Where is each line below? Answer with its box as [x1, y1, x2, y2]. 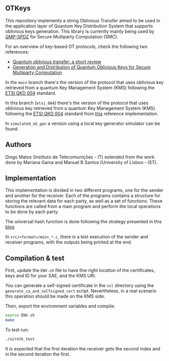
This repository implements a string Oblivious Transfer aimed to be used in [5, 17, 160, 23]
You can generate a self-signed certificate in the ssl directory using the [5, 283, 154, 289]
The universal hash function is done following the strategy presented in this [5, 219, 162, 225]
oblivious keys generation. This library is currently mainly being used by [5, 28, 155, 34]
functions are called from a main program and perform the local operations [5, 204, 161, 210]
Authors [5, 140, 32, 149]
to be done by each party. [5, 209, 59, 215]
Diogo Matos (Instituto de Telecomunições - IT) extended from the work [5, 154, 155, 160]
